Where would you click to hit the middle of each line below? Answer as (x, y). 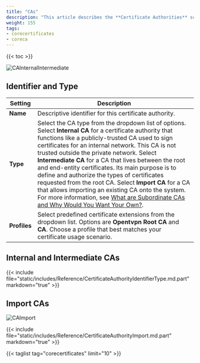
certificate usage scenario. (75, 237)
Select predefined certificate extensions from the (106, 214)
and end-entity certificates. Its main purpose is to (107, 167)
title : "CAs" (22, 12)
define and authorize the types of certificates (100, 175)
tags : (13, 28)
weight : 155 (21, 23)
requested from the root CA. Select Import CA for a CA (114, 182)
